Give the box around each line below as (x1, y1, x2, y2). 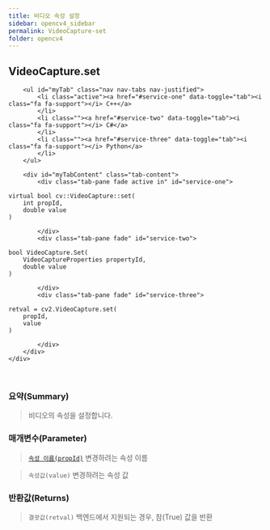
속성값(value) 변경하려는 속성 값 (27, 470, 129, 480)
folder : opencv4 (8, 34, 63, 43)
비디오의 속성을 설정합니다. (27, 410, 113, 421)
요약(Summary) (8, 390, 70, 401)
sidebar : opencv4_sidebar (8, 19, 95, 28)
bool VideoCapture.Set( (8, 248, 89, 257)
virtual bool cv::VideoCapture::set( (8, 192, 136, 201)
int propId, (23, 199, 63, 207)
